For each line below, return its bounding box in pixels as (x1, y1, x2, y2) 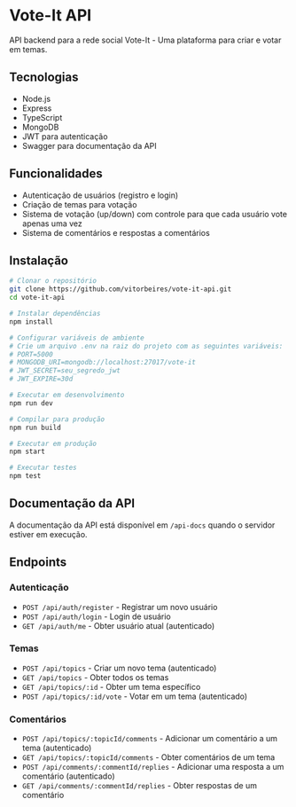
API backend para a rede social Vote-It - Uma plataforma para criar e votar (9, 35, 282, 45)
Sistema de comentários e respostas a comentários (21, 227, 210, 238)
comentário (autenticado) (21, 771, 115, 781)
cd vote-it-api (9, 294, 66, 302)
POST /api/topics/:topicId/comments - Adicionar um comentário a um (21, 733, 277, 744)
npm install (9, 317, 53, 326)
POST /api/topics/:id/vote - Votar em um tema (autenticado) (21, 691, 248, 701)
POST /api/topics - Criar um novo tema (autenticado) (21, 662, 217, 673)
